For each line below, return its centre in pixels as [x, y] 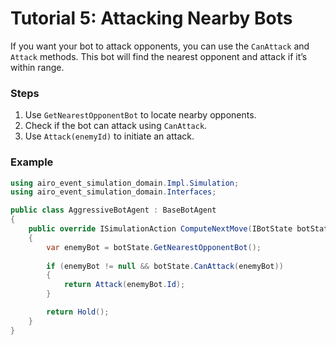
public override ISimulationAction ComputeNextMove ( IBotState [160, 229]
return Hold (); [78, 312]
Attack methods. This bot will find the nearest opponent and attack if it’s [159, 56]
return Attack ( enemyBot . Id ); [124, 285]
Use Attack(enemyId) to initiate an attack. [109, 136]
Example [32, 162]
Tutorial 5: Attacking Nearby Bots [151, 18]
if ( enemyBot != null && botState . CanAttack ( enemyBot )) [165, 266]
